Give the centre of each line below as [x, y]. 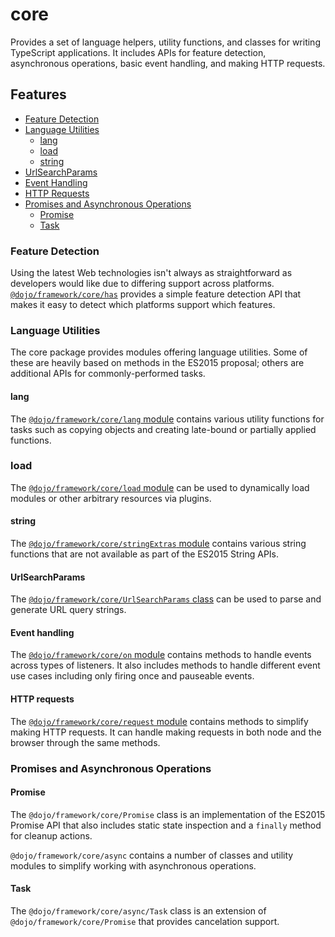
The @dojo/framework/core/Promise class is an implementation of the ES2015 [168, 814]
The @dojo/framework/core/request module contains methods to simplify [159, 721]
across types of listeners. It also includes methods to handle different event [165, 665]
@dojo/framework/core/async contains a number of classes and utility [152, 855]
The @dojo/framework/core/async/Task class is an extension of [138, 910]
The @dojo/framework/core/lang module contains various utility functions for [167, 419]
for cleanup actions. [51, 835]
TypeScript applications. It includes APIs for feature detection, [138, 52]
